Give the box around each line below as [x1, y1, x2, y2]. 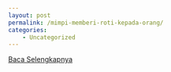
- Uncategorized [22, 33, 76, 41]
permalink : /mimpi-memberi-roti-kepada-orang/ [8, 19, 164, 27]
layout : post [8, 11, 51, 20]
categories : [8, 26, 47, 34]
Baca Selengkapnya [8, 55, 73, 64]
